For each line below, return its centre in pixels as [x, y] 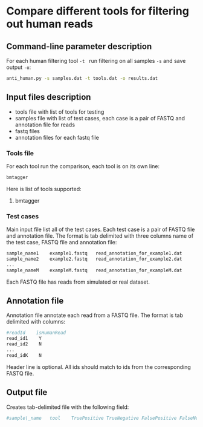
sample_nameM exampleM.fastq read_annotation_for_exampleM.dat [94, 270]
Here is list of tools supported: [44, 189]
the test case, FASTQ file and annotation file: [62, 243]
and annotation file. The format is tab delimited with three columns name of [100, 236]
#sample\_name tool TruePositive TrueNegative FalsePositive [92, 418]
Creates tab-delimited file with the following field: [68, 407]
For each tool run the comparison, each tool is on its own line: [83, 166]
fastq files [27, 131]
